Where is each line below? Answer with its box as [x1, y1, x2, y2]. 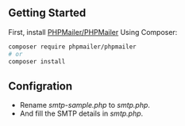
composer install [8, 57, 66, 66]
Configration [8, 79, 73, 93]
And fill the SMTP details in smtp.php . [19, 109, 144, 118]
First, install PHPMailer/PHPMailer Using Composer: [8, 27, 178, 36]
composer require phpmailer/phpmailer [8, 43, 137, 51]
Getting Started [8, 6, 87, 20]
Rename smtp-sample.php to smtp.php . [19, 101, 151, 110]
